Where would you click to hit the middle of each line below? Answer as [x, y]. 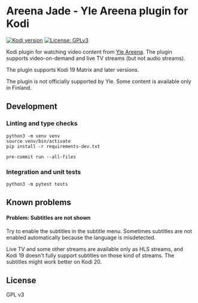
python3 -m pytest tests [37, 184]
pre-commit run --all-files [41, 157]
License [21, 280]
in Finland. [19, 87]
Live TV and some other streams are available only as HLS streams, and [95, 249]
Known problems [39, 202]
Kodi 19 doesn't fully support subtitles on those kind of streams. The [90, 255]
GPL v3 [15, 295]
